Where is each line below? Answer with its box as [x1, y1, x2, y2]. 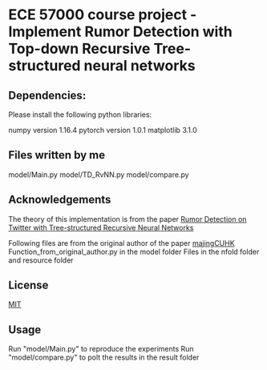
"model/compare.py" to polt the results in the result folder [8, 352, 200, 362]
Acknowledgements [8, 193, 111, 207]
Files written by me [8, 148, 106, 162]
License [8, 279, 49, 292]
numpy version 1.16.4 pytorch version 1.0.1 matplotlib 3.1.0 [8, 126, 198, 135]
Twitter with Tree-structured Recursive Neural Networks [8, 223, 194, 232]
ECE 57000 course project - [8, 6, 197, 24]
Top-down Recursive [8, 40, 151, 58]
